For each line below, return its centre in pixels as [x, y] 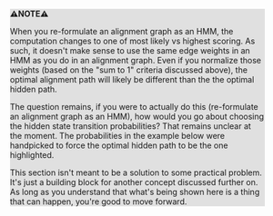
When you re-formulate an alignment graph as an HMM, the [122, 31]
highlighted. [32, 155]
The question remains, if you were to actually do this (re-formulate [135, 107]
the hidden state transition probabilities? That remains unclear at [131, 126]
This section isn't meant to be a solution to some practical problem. [136, 172]
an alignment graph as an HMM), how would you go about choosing [137, 116]
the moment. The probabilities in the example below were [118, 136]
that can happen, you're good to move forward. [99, 201]
